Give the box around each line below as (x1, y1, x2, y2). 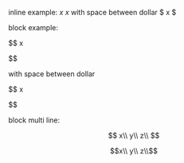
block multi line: (8, 115, 61, 125)
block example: (8, 23, 58, 32)
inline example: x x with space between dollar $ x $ (8, 8, 177, 17)
